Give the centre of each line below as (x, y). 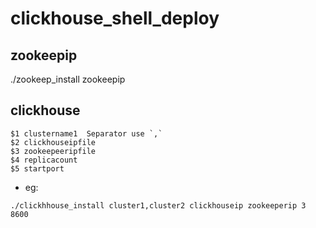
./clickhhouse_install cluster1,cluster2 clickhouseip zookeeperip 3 (158, 205)
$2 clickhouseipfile (53, 142)
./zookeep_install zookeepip (68, 79)
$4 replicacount (44, 160)
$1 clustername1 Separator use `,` (86, 133)
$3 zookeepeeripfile (53, 151)
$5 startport (37, 168)
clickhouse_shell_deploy (115, 18)
